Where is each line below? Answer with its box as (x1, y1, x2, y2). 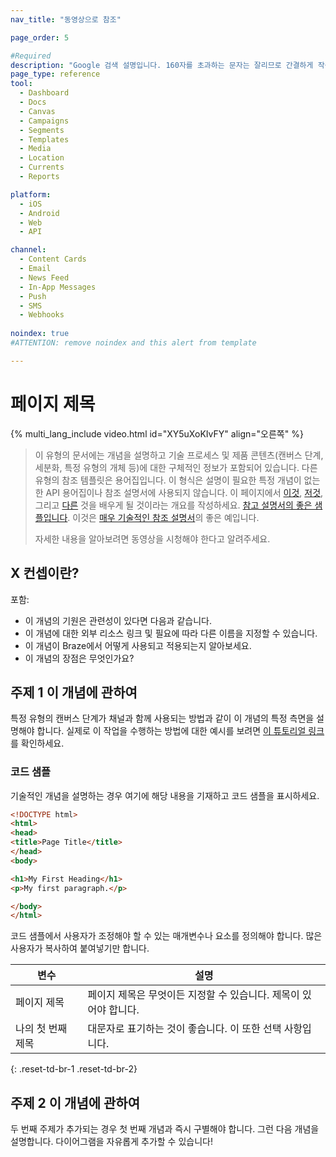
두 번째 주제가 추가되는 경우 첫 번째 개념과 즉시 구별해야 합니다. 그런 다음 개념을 (10, 1123, 320, 1135)
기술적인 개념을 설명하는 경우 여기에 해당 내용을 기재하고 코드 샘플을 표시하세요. (10, 789, 320, 801)
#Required (10, 51, 52, 61)
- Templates (19, 134, 70, 145)
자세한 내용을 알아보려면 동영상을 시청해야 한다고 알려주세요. (34, 532, 271, 545)
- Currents (19, 162, 65, 173)
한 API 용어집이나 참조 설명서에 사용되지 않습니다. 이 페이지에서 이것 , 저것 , (34, 486, 324, 498)
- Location (19, 153, 65, 163)
